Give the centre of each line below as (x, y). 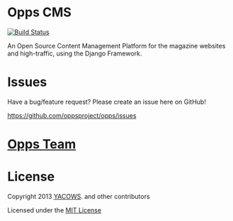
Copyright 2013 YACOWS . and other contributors (79, 196)
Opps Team (42, 145)
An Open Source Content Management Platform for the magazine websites (116, 45)
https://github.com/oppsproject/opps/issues (72, 115)
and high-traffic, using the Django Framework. (75, 53)
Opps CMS (40, 12)
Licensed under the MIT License (54, 210)
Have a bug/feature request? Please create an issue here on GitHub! (107, 102)
